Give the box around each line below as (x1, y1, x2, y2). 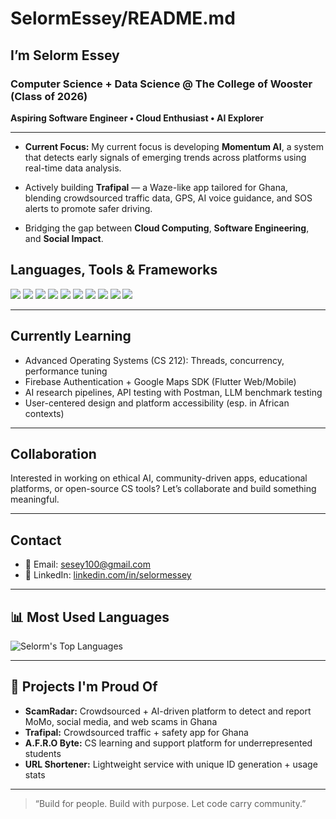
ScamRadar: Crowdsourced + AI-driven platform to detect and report (24, 705, 312, 717)
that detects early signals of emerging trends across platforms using (24, 151, 307, 163)
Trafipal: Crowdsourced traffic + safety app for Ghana (24, 726, 249, 738)
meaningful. (10, 493, 60, 506)
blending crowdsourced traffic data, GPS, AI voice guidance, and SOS (24, 192, 313, 204)
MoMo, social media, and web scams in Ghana (24, 715, 218, 727)
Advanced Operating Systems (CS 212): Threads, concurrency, (24, 354, 285, 366)
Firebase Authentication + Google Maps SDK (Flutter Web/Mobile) (24, 375, 297, 387)
